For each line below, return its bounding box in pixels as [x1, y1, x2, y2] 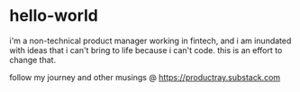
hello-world [9, 5, 99, 26]
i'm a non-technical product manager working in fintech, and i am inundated [9, 35, 292, 46]
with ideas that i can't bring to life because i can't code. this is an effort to [9, 44, 283, 55]
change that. [9, 54, 57, 65]
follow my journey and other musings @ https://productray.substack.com [9, 71, 281, 82]
